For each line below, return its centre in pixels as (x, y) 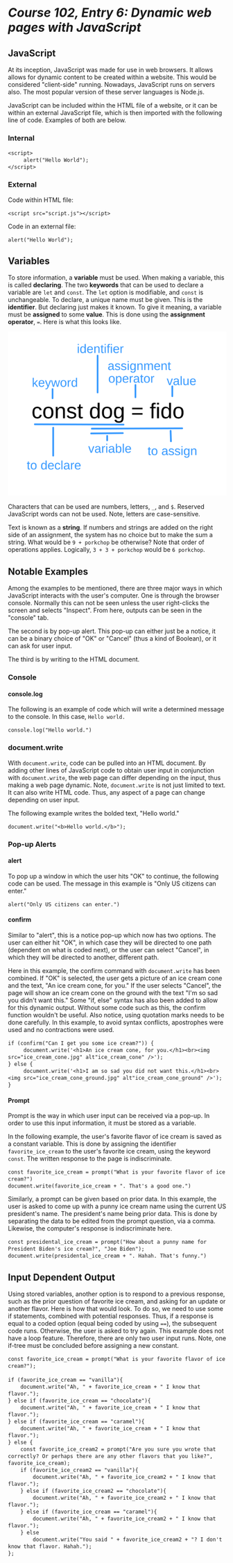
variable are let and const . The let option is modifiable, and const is (106, 292)
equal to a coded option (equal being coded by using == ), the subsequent (112, 1323)
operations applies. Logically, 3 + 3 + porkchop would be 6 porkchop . (106, 550)
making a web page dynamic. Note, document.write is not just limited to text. (117, 785)
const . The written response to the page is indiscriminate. (90, 1159)
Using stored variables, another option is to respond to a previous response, (116, 1294)
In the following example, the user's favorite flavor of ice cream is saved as (115, 1137)
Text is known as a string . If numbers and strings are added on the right (111, 527)
